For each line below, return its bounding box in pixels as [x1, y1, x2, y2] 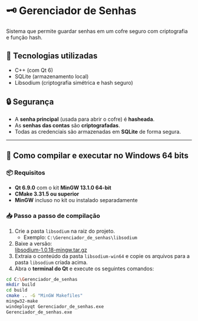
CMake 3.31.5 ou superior [14, 190, 80, 197]
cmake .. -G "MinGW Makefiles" [6, 293, 83, 299]
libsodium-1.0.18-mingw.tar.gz [14, 246, 87, 253]
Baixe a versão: [14, 240, 52, 247]
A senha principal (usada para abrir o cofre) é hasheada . [14, 115, 155, 123]
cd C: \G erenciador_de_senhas [6, 276, 78, 282]
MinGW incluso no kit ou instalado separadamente [14, 197, 138, 204]
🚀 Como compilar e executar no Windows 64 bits [6, 150, 189, 160]
